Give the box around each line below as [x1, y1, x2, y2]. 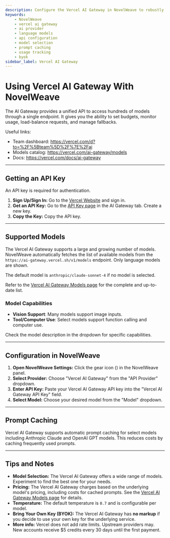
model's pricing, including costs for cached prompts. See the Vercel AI [12, 489, 160, 495]
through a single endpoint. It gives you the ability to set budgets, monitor [5, 114, 157, 120]
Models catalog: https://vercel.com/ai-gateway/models [12, 150, 127, 156]
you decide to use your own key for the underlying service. [12, 516, 136, 522]
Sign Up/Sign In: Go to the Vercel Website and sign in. [12, 198, 126, 203]
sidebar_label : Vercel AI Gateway [5, 59, 78, 64]
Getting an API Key [5, 174, 66, 182]
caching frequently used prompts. [5, 440, 76, 446]
